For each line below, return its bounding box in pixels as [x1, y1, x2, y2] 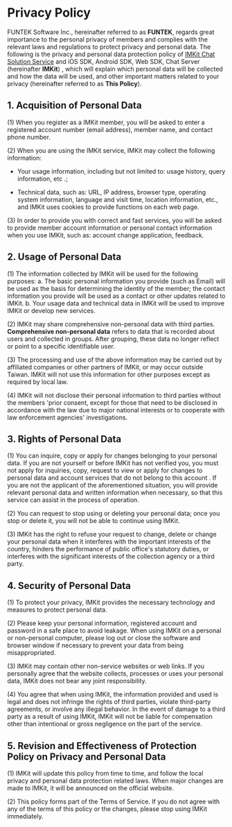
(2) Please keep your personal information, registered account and [7, 619, 197, 628]
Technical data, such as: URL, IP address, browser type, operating [17, 187, 206, 196]
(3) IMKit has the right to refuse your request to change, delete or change [7, 530, 217, 539]
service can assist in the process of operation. [7, 496, 140, 504]
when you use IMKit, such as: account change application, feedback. [7, 231, 204, 239]
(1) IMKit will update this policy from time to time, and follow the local [7, 769, 204, 777]
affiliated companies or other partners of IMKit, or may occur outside [7, 362, 204, 371]
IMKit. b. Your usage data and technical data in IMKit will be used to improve [7, 299, 225, 307]
